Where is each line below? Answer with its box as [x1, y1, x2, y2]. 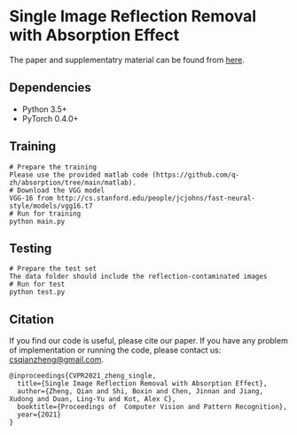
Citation [9, 312, 55, 327]
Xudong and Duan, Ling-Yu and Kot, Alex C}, [9, 395, 176, 404]
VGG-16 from [9, 194, 53, 202]
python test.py [9, 288, 66, 297]
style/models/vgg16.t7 [9, 202, 93, 210]
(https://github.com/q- [152, 170, 240, 179]
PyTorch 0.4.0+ [21, 113, 79, 123]
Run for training [17, 209, 82, 218]
